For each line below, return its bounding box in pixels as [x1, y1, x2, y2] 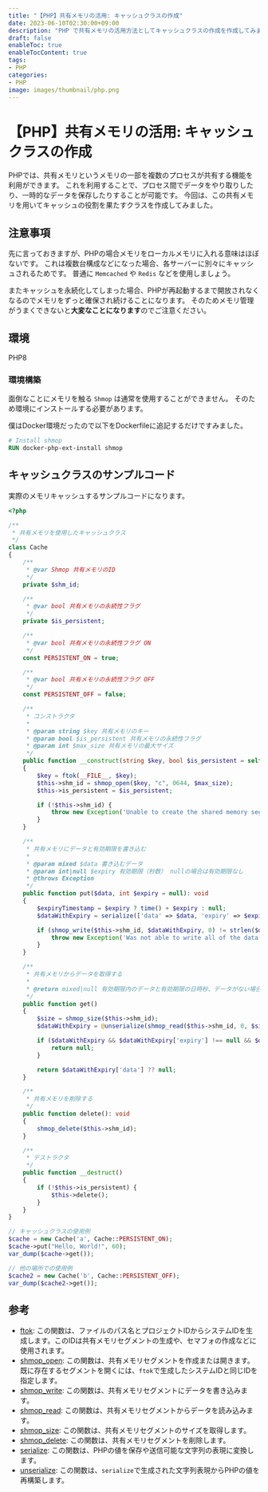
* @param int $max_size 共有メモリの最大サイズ [26, 742, 174, 750]
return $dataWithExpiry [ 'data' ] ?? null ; [37, 1066, 177, 1074]
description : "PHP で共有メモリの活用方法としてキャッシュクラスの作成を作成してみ [8, 26, 257, 34]
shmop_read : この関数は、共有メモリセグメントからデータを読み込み [19, 1406, 247, 1415]
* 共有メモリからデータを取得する [26, 970, 123, 978]
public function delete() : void [22, 1110, 130, 1118]
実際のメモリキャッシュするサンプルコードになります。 [8, 491, 189, 500]
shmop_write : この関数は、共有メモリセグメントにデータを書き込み [19, 1386, 241, 1395]
